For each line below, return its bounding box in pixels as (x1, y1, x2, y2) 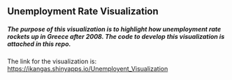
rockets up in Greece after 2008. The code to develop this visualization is (7, 32, 225, 40)
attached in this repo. (7, 40, 71, 48)
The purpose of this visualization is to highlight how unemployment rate (7, 24, 222, 33)
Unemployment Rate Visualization (7, 6, 159, 17)
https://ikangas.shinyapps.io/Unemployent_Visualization (7, 65, 168, 73)
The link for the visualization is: (7, 57, 96, 65)
